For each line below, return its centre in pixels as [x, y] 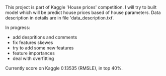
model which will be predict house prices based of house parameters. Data [83, 12]
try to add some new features [43, 48]
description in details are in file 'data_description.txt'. [60, 18]
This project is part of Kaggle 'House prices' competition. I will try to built [81, 7]
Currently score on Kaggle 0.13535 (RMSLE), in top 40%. [64, 68]
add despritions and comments [45, 37]
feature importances [34, 53]
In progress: [18, 27]
